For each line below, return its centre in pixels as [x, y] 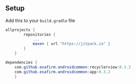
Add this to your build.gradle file [40, 20]
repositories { [40, 34]
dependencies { [21, 63]
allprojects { [20, 30]
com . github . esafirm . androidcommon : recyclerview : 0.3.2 [73, 67]
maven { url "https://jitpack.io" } [71, 44]
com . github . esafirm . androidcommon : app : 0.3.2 [62, 72]
